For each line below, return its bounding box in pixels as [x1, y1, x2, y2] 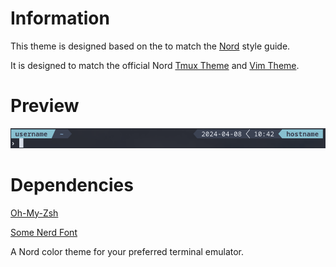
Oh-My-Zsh [10, 207, 59, 219]
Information [10, 7, 110, 30]
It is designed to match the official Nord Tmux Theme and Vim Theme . [10, 59, 300, 71]
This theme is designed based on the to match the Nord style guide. [10, 40, 291, 52]
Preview [10, 95, 80, 117]
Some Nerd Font [10, 226, 78, 238]
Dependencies [10, 173, 134, 196]
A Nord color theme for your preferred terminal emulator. [10, 245, 245, 257]
